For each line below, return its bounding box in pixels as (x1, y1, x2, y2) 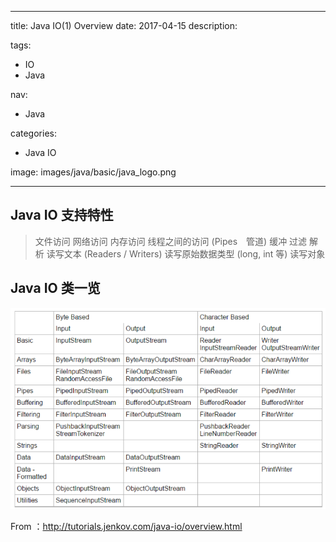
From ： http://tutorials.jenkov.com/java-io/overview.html (10, 520, 243, 532)
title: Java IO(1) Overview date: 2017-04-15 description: (10, 20, 238, 31)
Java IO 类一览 (10, 280, 101, 297)
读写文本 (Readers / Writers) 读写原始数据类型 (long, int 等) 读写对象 (46, 247, 326, 260)
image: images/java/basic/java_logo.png (10, 166, 177, 178)
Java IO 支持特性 (10, 207, 114, 224)
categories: (10, 127, 57, 139)
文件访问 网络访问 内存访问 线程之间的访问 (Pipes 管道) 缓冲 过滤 (34, 235, 308, 247)
